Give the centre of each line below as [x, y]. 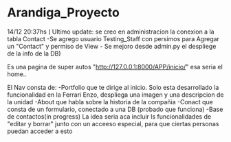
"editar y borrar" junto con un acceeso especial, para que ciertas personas [113, 123]
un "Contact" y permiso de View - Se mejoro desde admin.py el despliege [112, 46]
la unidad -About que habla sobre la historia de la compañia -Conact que [110, 102]
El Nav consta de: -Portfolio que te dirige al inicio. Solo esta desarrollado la [113, 87]
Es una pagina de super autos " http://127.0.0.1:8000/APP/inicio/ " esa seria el [115, 67]
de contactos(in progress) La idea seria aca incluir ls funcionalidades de [109, 116]
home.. [17, 74]
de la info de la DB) [34, 54]
